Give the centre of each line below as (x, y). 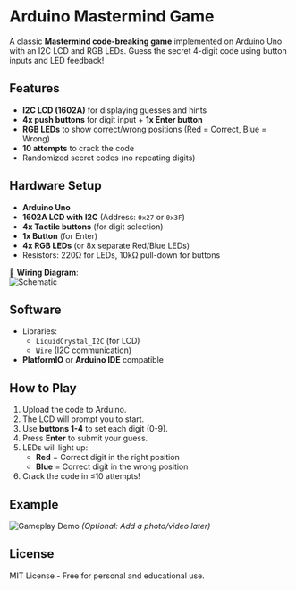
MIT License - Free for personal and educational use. (107, 576)
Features (34, 88)
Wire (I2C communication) (84, 350)
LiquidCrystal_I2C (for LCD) (88, 341)
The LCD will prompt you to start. (83, 419)
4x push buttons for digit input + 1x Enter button (112, 119)
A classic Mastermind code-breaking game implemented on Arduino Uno (146, 41)
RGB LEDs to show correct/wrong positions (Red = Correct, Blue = (144, 129)
